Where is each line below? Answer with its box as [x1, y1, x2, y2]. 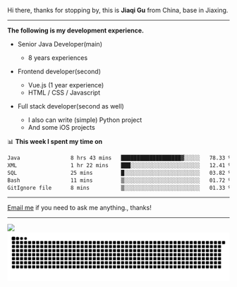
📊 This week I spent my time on [7, 138, 103, 145]
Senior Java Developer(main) [17, 40, 102, 48]
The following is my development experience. [7, 26, 145, 35]
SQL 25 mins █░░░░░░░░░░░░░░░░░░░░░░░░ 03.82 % [7, 169, 232, 176]
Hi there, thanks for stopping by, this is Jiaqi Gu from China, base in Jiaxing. [7, 6, 229, 14]
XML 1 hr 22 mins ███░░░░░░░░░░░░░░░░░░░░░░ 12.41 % [7, 161, 232, 169]
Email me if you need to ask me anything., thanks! [7, 204, 152, 212]
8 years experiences [28, 54, 88, 62]
